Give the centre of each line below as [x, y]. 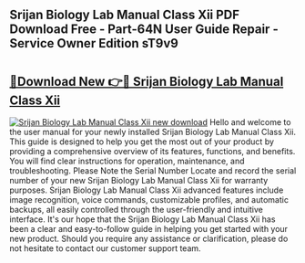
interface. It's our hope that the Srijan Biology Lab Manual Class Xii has [142, 219]
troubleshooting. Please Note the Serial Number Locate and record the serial [153, 171]
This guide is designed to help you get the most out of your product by [142, 142]
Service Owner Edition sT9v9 [94, 43]
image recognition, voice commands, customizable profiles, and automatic [149, 200]
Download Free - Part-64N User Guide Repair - [144, 30]
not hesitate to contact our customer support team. [106, 248]
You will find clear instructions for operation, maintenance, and [127, 161]
